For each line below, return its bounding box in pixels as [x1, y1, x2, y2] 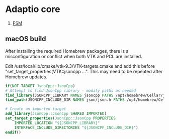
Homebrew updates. [5, 74, 48, 80]
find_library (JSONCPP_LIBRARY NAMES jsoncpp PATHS [5, 93, 114, 98]
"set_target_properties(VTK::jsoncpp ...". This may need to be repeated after [5, 68, 163, 74]
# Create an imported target [5, 106, 66, 111]
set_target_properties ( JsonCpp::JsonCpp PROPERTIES [5, 116, 116, 121]
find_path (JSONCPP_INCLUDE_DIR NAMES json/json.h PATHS [5, 97, 125, 102]
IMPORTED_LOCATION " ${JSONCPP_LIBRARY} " [14, 120, 100, 125]
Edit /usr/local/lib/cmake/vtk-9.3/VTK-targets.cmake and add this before [5, 63, 155, 69]
